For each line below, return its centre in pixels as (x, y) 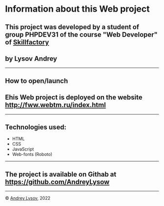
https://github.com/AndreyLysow (57, 182)
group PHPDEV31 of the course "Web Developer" (81, 34)
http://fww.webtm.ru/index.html (55, 105)
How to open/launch (37, 81)
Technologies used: (36, 127)
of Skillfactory (27, 42)
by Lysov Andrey (31, 59)
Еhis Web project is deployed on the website (74, 98)
